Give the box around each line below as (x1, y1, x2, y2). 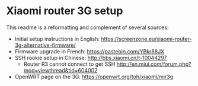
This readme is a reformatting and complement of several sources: (6, 24, 169, 31)
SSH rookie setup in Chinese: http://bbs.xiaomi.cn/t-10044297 (14, 54, 167, 61)
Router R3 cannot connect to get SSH (23, 60, 116, 68)
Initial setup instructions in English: (14, 35, 100, 42)
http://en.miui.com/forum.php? (116, 60, 191, 68)
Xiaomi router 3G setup (6, 4, 123, 18)
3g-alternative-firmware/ (14, 42, 76, 49)
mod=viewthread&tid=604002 (23, 66, 98, 74)
